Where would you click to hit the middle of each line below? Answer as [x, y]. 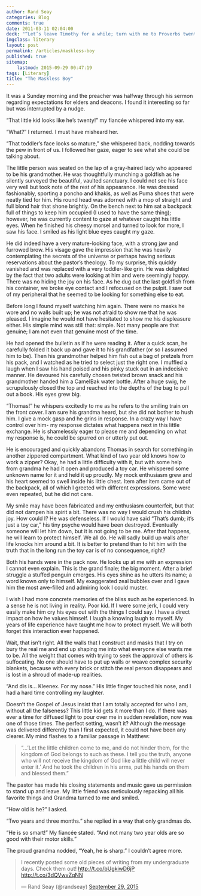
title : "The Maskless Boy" [40, 79]
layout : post [22, 46]
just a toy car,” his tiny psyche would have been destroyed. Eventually [92, 525]
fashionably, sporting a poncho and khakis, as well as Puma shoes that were [100, 193]
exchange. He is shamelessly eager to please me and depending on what [96, 431]
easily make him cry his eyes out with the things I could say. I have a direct [98, 612]
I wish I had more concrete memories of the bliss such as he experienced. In [100, 599]
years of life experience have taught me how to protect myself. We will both [99, 625]
